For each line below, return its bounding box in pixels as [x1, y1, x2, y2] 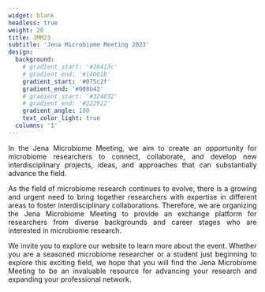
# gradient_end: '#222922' [22, 99, 111, 107]
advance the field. [8, 168, 67, 178]
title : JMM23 [8, 33, 51, 42]
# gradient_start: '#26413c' [22, 63, 118, 71]
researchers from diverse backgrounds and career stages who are [8, 217, 257, 226]
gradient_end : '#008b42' [22, 84, 104, 93]
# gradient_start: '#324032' [22, 92, 118, 100]
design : [8, 48, 34, 56]
